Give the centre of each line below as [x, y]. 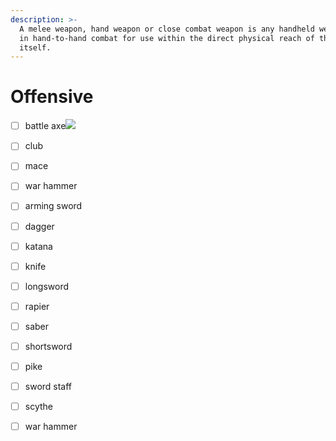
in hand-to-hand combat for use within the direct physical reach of [167, 38]
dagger [39, 226]
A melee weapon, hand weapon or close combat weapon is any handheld [167, 29]
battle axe [45, 126]
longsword [47, 286]
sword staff [48, 386]
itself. [35, 47]
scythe [38, 407]
